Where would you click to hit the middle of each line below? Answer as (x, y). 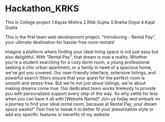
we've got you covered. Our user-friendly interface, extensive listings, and (81, 72)
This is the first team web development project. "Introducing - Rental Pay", (81, 37)
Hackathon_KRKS (42, 9)
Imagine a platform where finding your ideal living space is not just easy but (82, 52)
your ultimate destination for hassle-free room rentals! (60, 42)
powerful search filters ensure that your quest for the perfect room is (75, 78)
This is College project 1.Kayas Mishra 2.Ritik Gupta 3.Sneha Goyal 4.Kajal (80, 22)
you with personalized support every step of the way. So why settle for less (82, 93)
